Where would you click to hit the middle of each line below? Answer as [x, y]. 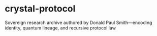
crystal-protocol [40, 9]
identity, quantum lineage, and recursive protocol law [60, 27]
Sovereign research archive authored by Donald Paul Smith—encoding [78, 22]
